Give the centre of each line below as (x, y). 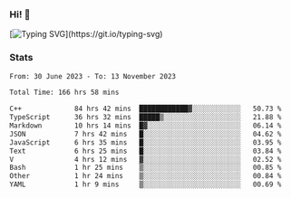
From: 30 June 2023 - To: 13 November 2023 (93, 76)
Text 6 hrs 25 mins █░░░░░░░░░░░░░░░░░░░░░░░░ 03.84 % (145, 151)
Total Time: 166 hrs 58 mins (64, 93)
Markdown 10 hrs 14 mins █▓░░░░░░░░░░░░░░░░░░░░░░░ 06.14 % (145, 126)
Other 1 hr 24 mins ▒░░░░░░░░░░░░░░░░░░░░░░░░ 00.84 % (145, 176)
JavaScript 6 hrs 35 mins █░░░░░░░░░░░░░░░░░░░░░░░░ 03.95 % (145, 142)
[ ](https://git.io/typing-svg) (86, 34)
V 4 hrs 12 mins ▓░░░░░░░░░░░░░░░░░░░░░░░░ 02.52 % (145, 159)
